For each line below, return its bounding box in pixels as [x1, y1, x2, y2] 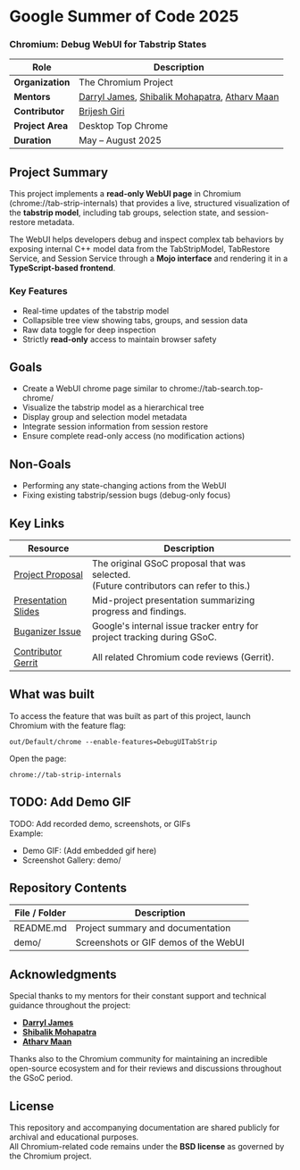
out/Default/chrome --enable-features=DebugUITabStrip [9, 737, 218, 747]
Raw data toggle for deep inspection [21, 324, 156, 335]
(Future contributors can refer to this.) [92, 580, 251, 592]
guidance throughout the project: [9, 1000, 131, 1011]
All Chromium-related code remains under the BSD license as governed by [9, 1141, 285, 1152]
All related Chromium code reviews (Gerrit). [92, 651, 275, 664]
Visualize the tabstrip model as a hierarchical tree [21, 402, 204, 413]
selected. [92, 569, 131, 581]
